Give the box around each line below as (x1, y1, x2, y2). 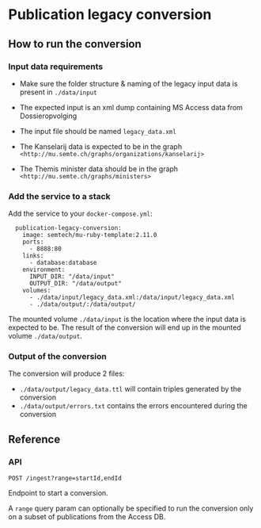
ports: (22, 238, 44, 247)
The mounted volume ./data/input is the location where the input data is (8, 315, 247, 324)
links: (22, 252, 44, 260)
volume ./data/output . (8, 331, 83, 341)
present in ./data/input (19, 87, 97, 97)
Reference (8, 432, 61, 446)
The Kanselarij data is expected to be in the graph (19, 141, 183, 151)
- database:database (28, 259, 97, 267)
